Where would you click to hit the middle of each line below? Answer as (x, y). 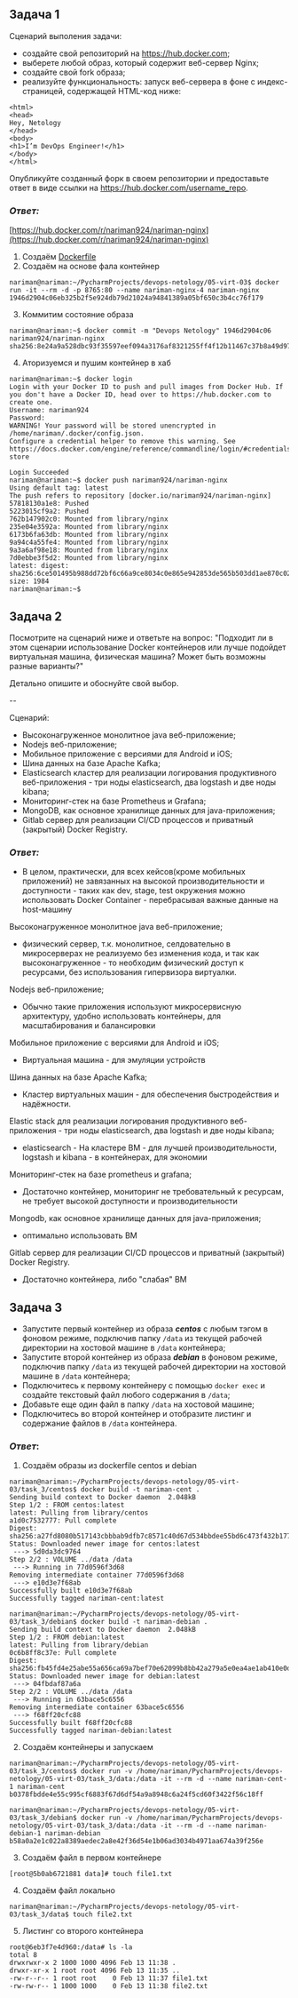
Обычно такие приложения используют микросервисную (132, 1007)
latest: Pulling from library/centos (79, 1513)
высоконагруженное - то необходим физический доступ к (133, 963)
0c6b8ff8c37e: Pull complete (63, 1653)
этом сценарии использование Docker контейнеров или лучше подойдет (148, 647)
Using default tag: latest (59, 488)
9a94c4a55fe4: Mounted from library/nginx (89, 543)
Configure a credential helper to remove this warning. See (123, 442)
